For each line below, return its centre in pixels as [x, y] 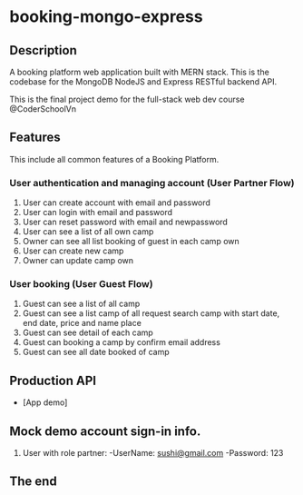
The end [33, 482]
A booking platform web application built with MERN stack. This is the [139, 72]
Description [43, 50]
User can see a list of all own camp [88, 232]
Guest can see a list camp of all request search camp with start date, [151, 313]
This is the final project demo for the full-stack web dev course [127, 99]
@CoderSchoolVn [43, 109]
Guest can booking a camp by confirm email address [121, 342]
